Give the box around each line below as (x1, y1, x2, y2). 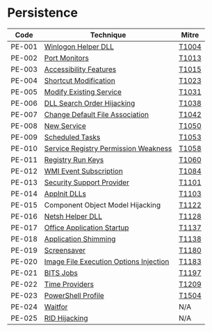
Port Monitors (44, 53, 89, 63)
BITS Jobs (44, 268, 78, 278)
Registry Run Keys (44, 155, 104, 164)
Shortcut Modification (44, 75, 116, 85)
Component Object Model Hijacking (44, 200, 161, 210)
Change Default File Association (44, 109, 149, 119)
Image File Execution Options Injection (44, 256, 170, 266)
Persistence (7, 5, 79, 21)
